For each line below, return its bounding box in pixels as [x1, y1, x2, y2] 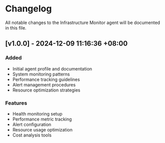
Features [5, 99, 27, 106]
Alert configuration [12, 121, 51, 127]
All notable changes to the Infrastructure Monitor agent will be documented [5, 19, 160, 25]
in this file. [5, 24, 26, 30]
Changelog [5, 3, 52, 14]
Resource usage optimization [12, 126, 72, 132]
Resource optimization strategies [12, 87, 80, 93]
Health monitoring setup [12, 110, 62, 116]
